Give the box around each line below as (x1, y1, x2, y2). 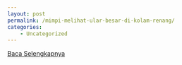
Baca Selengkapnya (7, 49, 66, 58)
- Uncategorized (20, 30, 68, 37)
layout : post (7, 10, 46, 18)
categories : (7, 23, 42, 30)
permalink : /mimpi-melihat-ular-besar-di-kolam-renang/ (7, 17, 175, 24)
